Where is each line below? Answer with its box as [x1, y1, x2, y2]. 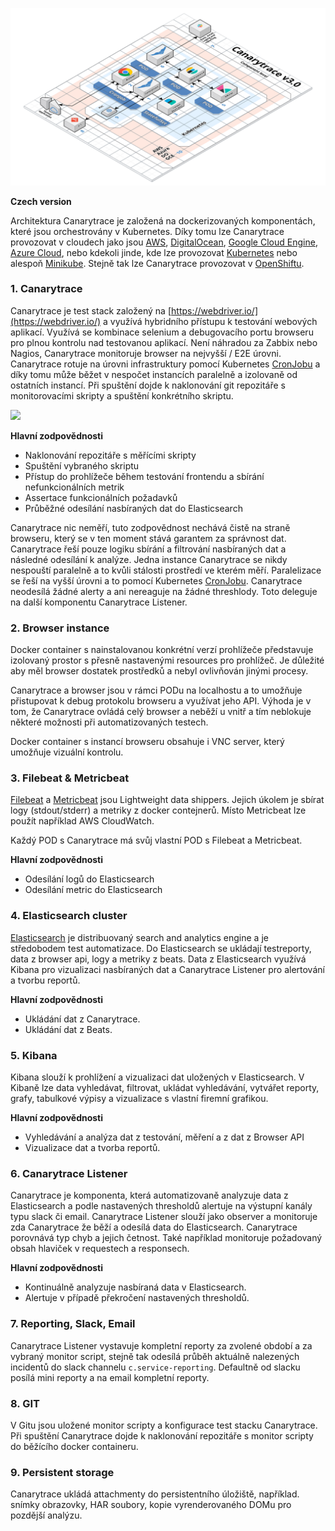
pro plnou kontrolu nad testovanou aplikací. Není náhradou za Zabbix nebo [10, 336, 318, 348]
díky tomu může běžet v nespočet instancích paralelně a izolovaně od [10, 368, 298, 380]
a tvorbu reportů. [10, 974, 81, 986]
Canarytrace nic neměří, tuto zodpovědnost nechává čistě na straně [10, 521, 291, 533]
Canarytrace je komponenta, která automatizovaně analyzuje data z [10, 1189, 289, 1202]
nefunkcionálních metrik [24, 481, 125, 493]
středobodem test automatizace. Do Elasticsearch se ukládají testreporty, [10, 942, 312, 954]
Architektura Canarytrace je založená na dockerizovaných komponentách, [10, 214, 316, 227]
